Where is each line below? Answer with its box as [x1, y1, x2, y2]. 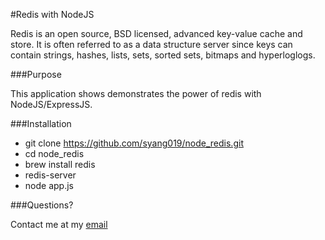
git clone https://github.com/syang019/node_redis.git [24, 137, 244, 149]
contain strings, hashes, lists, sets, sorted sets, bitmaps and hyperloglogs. [10, 49, 316, 61]
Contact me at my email [10, 219, 108, 230]
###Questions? [10, 199, 74, 211]
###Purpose [10, 69, 62, 80]
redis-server [24, 169, 77, 181]
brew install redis [24, 159, 96, 170]
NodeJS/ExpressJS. [10, 99, 93, 110]
